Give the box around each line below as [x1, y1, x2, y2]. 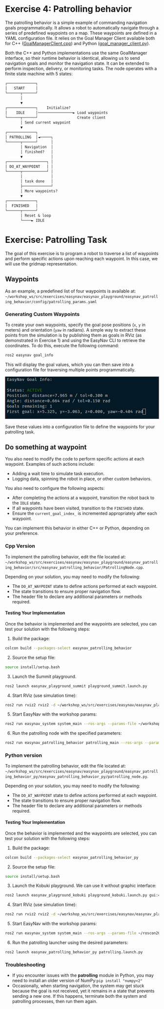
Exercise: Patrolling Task [5, 234, 107, 245]
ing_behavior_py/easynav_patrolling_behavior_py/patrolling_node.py [5, 774, 147, 779]
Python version [5, 752, 42, 759]
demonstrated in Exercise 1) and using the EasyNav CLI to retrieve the [5, 337, 145, 343]
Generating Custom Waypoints [5, 311, 80, 317]
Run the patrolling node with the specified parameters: [12, 730, 122, 736]
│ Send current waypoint [20, 120, 71, 125]
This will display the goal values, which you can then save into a [5, 361, 134, 367]
